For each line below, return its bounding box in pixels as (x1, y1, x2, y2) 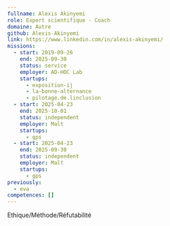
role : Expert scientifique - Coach (7, 17, 111, 24)
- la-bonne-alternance (25, 88, 92, 95)
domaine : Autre (7, 23, 52, 30)
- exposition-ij (25, 82, 73, 89)
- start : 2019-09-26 (13, 50, 73, 56)
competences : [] (7, 192, 54, 199)
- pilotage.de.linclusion (25, 95, 101, 102)
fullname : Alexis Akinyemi (7, 10, 86, 17)
